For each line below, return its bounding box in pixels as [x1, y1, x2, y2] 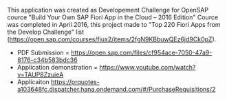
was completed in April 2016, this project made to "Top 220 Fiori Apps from [7, 21, 221, 28]
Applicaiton [17, 78, 50, 86]
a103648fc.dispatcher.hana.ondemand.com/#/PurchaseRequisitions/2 [17, 86, 216, 93]
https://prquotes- [50, 78, 100, 86]
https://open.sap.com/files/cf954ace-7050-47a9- [71, 48, 213, 57]
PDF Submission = [17, 48, 70, 57]
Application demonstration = [17, 63, 98, 71]
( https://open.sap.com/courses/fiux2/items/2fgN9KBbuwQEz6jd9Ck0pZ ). [7, 35, 217, 43]
